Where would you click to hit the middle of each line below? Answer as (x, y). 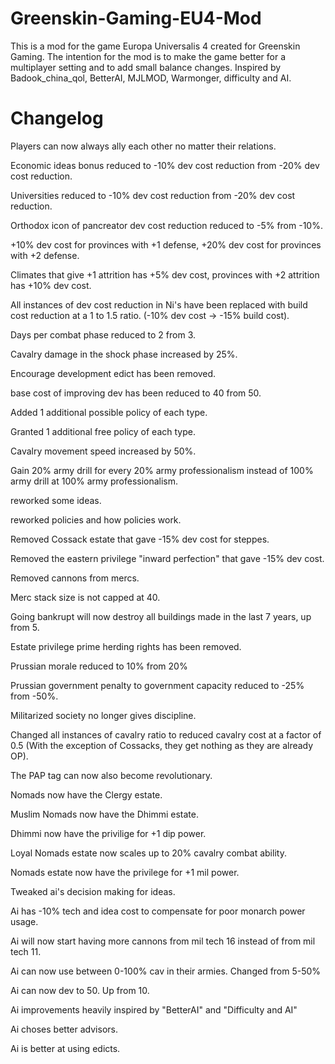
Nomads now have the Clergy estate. (86, 794)
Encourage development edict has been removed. (113, 373)
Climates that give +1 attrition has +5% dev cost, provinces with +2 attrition (165, 274)
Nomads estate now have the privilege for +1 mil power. (125, 872)
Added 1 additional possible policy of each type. (109, 412)
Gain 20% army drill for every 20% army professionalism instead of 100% (162, 470)
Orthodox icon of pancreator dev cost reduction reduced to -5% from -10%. (166, 225)
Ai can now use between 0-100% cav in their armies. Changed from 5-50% (166, 971)
